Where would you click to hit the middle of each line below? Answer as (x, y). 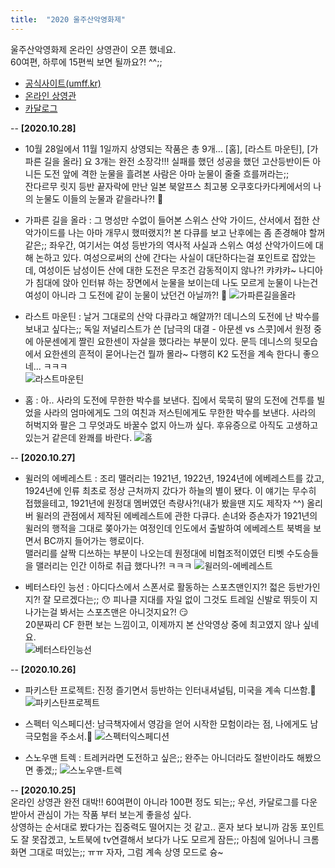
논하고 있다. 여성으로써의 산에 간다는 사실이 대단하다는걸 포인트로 (162, 257)
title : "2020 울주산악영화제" (68, 19)
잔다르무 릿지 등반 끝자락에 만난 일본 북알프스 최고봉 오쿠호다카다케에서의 (168, 186)
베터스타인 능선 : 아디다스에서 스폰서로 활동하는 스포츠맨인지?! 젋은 (155, 587)
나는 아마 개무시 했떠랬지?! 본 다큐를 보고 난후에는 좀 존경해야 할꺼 (197, 232)
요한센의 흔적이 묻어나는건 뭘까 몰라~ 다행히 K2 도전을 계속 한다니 (172, 353)
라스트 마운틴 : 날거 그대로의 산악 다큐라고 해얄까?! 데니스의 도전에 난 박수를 (172, 316)
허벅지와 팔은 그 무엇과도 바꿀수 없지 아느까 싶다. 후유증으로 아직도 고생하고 (171, 425)
